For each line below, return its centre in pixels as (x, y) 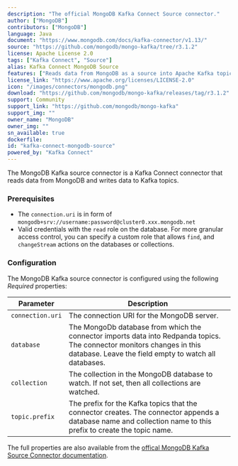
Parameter (36, 303)
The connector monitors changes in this (135, 345)
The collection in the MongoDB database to (141, 374)
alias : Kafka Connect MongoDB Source (63, 67)
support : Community (36, 100)
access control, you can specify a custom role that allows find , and (116, 237)
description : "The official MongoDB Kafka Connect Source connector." (114, 14)
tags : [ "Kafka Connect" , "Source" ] (60, 60)
